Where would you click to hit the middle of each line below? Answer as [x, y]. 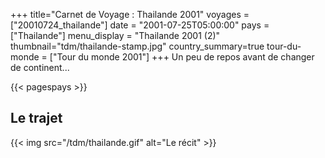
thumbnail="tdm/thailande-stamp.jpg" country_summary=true [137, 46]
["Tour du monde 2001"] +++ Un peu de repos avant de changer [182, 57]
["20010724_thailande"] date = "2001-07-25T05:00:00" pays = [140, 25]
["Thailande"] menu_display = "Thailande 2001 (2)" [115, 35]
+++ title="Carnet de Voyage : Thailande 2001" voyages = [130, 14]
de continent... [40, 67]
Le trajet [36, 118]
